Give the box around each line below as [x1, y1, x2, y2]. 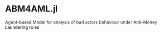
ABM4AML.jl [5, 3, 58, 14]
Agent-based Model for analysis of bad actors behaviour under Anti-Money [5, 19, 158, 25]
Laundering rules [5, 24, 40, 30]
